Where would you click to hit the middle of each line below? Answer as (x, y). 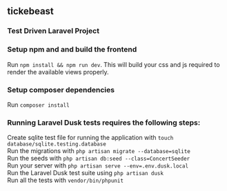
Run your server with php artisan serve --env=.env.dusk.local (98, 165)
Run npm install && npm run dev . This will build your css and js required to (113, 64)
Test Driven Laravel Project (53, 31)
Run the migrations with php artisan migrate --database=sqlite (99, 151)
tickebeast (30, 11)
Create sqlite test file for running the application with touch (90, 138)
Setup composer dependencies (61, 90)
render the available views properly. (58, 72)
